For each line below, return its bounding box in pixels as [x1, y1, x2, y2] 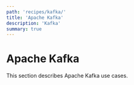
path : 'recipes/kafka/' [6, 8, 67, 15]
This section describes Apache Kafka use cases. [6, 72, 129, 80]
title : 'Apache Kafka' [6, 15, 64, 21]
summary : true [6, 25, 42, 32]
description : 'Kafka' [6, 20, 61, 26]
